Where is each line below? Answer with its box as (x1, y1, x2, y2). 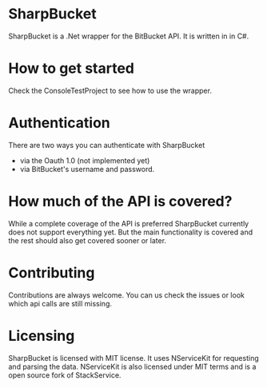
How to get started (8, 59, 134, 78)
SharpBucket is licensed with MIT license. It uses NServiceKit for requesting (8, 353, 259, 362)
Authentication (8, 114, 110, 132)
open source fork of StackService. (8, 370, 122, 380)
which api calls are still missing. (8, 298, 112, 308)
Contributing (8, 263, 95, 282)
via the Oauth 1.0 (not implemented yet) (19, 155, 150, 165)
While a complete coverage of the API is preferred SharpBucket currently (8, 218, 249, 228)
